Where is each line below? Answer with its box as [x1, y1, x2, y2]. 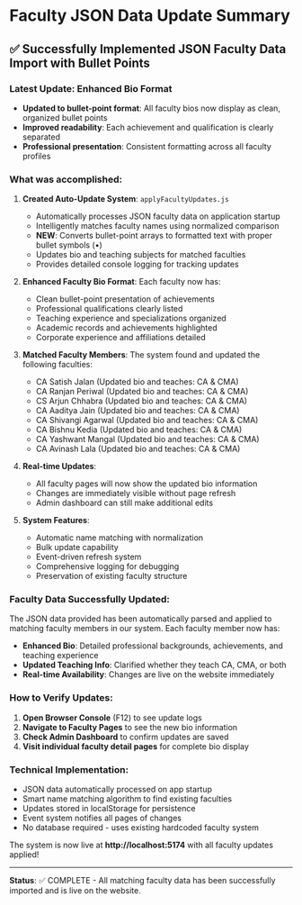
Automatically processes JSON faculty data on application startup [35, 211, 280, 222]
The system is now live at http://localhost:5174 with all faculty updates [9, 839, 274, 851]
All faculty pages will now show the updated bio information [35, 478, 258, 489]
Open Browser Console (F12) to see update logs [22, 712, 202, 723]
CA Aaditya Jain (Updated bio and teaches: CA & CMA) [35, 405, 240, 416]
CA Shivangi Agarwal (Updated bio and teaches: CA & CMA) [35, 415, 259, 426]
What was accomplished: [9, 173, 123, 186]
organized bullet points [22, 112, 108, 122]
